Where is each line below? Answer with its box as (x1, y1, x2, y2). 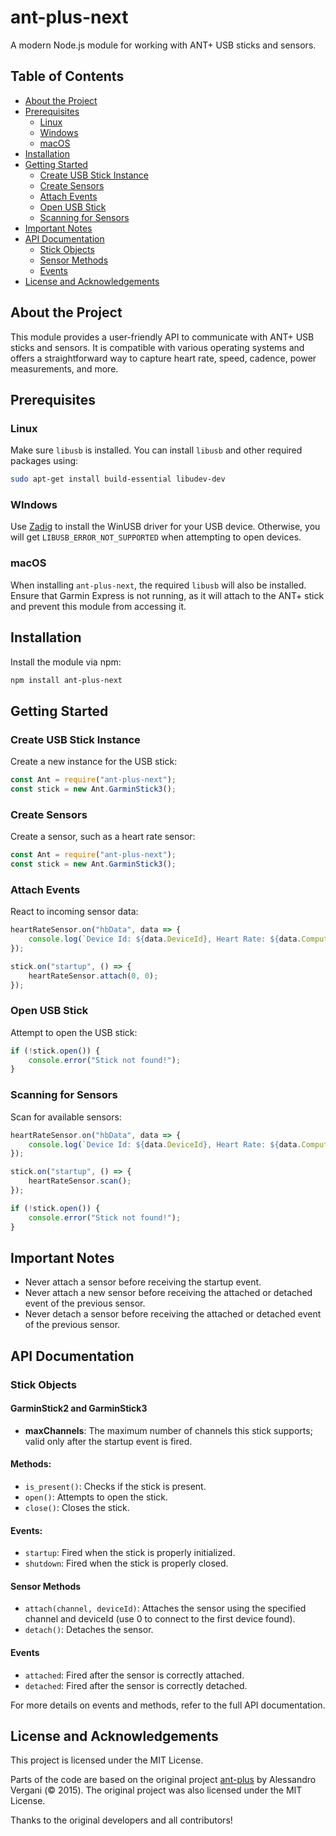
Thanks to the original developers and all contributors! (10, 1814, 233, 1826)
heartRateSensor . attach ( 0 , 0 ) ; (28, 971, 159, 981)
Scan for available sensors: (10, 1111, 122, 1123)
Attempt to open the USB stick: (10, 1026, 138, 1038)
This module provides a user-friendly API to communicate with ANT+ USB (10, 331, 315, 343)
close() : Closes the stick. (24, 1502, 130, 1514)
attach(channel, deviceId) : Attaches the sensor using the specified (24, 1602, 307, 1615)
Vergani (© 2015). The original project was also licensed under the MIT (10, 1784, 303, 1796)
